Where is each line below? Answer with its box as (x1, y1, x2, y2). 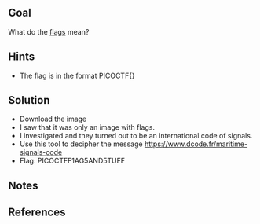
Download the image (19, 114, 87, 124)
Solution (8, 94, 50, 107)
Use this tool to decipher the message (19, 139, 143, 149)
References (8, 206, 66, 219)
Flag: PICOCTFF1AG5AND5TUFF (19, 156, 126, 166)
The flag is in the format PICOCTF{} (19, 71, 135, 80)
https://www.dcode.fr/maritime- (144, 139, 248, 149)
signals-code (19, 148, 63, 157)
